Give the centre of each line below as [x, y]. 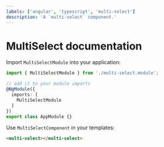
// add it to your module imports [48, 84]
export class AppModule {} [39, 116]
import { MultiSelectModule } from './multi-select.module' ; [83, 73]
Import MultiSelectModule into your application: [63, 62]
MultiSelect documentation [74, 46]
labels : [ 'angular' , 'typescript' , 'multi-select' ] [71, 11]
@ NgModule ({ [21, 89]
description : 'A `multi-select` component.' [61, 17]
